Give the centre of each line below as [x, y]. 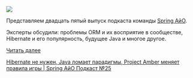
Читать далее [23, 50]
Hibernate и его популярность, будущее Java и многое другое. [86, 39]
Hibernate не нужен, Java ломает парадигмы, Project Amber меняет [93, 62]
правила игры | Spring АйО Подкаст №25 [59, 68]
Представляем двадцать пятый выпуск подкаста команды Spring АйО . [97, 21]
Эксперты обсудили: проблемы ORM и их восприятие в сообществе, [95, 32]
